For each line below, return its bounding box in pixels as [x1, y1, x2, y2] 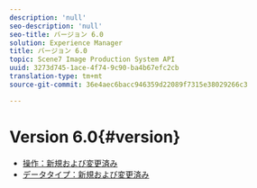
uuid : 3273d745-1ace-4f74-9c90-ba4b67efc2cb [9, 64, 179, 73]
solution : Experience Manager [9, 38, 124, 48]
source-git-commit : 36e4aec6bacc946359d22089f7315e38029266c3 [9, 80, 248, 89]
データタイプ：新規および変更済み [22, 168, 150, 180]
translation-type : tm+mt [9, 72, 103, 81]
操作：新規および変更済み [22, 157, 118, 168]
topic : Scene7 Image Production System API [9, 55, 176, 64]
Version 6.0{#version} [9, 127, 181, 147]
